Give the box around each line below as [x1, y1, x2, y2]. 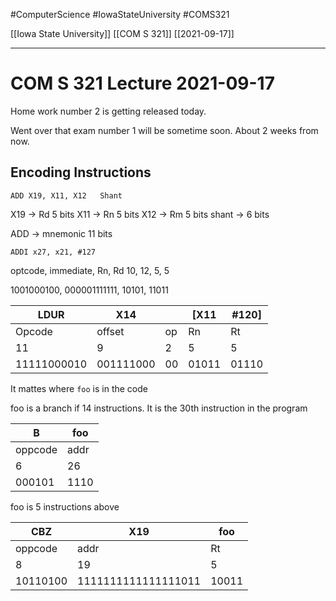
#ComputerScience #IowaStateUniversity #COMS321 [10, 9, 230, 20]
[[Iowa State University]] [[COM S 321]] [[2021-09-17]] [10, 28, 235, 39]
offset [96, 324, 125, 338]
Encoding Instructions [10, 164, 152, 181]
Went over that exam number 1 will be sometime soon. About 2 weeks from [10, 124, 319, 136]
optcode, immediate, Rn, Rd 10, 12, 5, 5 [10, 264, 170, 276]
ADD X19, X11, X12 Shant [10, 190, 123, 201]
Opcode [15, 324, 53, 338]
